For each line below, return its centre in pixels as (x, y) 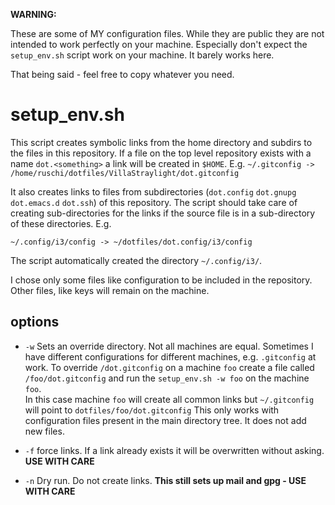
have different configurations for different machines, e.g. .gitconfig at (170, 356)
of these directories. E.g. (61, 223)
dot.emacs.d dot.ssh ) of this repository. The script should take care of (154, 202)
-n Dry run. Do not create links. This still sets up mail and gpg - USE (165, 480)
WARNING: (33, 14)
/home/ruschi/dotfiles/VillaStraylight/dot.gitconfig (125, 173)
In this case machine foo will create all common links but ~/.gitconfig (169, 399)
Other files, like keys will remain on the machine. (110, 290)
